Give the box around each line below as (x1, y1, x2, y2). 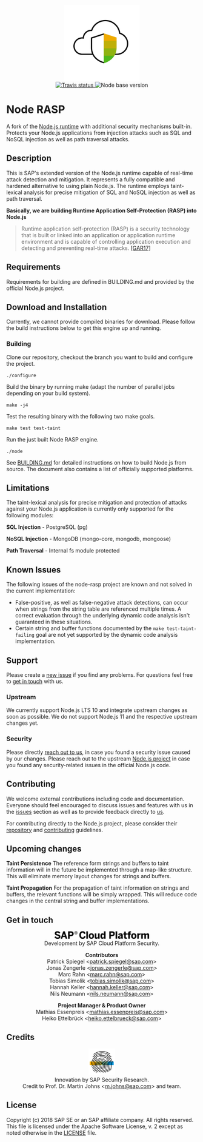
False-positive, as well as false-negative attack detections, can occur (15, 599, 188, 606)
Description (6, 153, 52, 164)
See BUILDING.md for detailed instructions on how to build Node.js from (6, 458, 187, 466)
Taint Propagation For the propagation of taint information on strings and (6, 884, 189, 892)
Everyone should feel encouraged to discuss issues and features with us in (6, 801, 194, 808)
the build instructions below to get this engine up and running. (6, 324, 162, 332)
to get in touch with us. (6, 678, 64, 685)
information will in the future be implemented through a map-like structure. (6, 866, 193, 873)
